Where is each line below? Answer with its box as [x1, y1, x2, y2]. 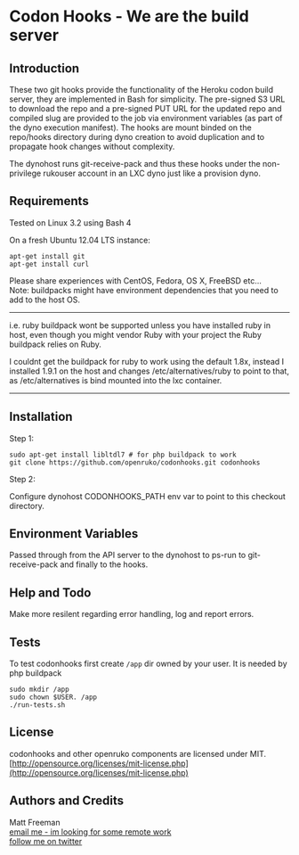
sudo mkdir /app [9, 685, 69, 695]
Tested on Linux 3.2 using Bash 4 [9, 217, 132, 228]
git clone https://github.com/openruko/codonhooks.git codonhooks [9, 457, 261, 467]
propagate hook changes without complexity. [9, 141, 175, 152]
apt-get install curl [9, 259, 90, 268]
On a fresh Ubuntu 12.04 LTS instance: [9, 234, 151, 245]
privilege [9, 168, 42, 178]
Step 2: [9, 473, 36, 484]
